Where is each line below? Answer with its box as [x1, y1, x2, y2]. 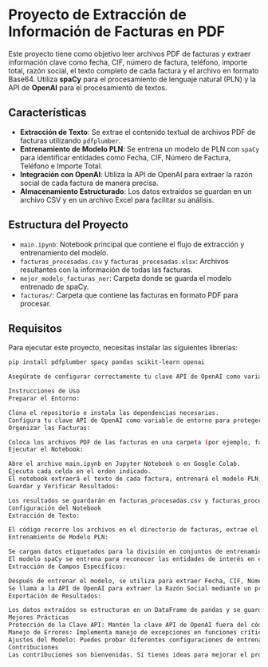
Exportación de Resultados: [8, 592, 102, 600]
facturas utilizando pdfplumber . [19, 136, 121, 145]
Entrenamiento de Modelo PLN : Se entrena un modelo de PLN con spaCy [19, 144, 260, 153]
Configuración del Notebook [8, 504, 102, 512]
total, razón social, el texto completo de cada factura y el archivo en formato [8, 65, 259, 75]
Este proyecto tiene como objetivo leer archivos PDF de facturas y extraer [8, 49, 251, 58]
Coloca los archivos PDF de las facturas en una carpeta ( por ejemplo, [8, 438, 251, 446]
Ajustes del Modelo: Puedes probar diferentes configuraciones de [8, 636, 234, 644]
